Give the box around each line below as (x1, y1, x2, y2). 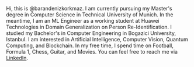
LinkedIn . (6, 55, 28, 61)
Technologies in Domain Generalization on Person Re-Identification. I (6, 23, 172, 30)
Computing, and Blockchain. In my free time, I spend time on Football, (6, 42, 174, 49)
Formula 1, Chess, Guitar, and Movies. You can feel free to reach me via (6, 48, 178, 55)
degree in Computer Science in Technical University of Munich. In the (6, 11, 174, 18)
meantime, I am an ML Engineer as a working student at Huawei (6, 17, 160, 24)
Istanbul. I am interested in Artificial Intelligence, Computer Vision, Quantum (6, 36, 188, 43)
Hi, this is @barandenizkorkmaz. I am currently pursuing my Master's (6, 5, 172, 12)
